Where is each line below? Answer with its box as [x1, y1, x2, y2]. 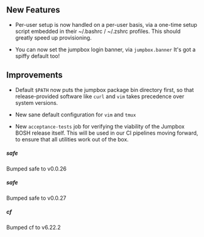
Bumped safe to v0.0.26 [6, 164, 67, 172]
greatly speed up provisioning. [15, 34, 92, 41]
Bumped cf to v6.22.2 [6, 224, 61, 231]
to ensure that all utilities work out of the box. [15, 135, 129, 143]
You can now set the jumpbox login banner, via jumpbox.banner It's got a [15, 46, 196, 53]
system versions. [15, 99, 58, 106]
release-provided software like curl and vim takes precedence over [15, 93, 185, 100]
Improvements [6, 70, 63, 80]
